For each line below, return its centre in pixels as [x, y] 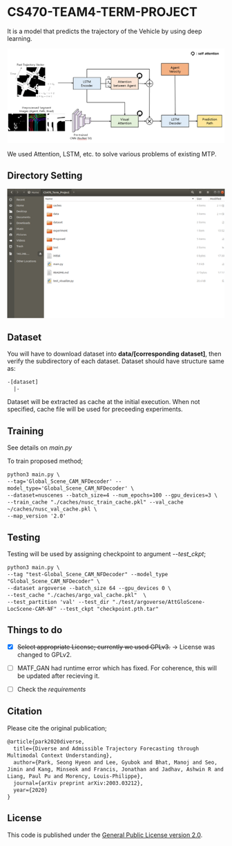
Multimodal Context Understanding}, [60, 755]
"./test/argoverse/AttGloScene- [159, 602]
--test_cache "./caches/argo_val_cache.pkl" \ [77, 595]
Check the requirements [51, 689]
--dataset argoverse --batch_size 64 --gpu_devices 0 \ [89, 588]
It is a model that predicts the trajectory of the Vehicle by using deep [105, 31]
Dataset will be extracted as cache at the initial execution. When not [104, 402]
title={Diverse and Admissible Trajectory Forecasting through [106, 748]
